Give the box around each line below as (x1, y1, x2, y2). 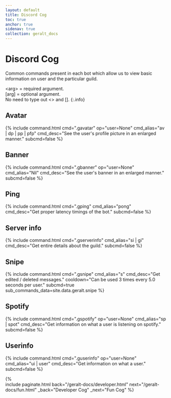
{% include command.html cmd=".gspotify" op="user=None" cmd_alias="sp (5, 316, 166, 322)
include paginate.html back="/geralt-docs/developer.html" (5, 381, 129, 387)
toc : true (5, 17, 27, 22)
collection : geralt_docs (5, 31, 58, 36)
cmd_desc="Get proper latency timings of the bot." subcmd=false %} (5, 209, 152, 215)
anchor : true (5, 21, 33, 27)
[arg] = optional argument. (5, 91, 61, 97)
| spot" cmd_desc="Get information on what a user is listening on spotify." (5, 321, 161, 327)
